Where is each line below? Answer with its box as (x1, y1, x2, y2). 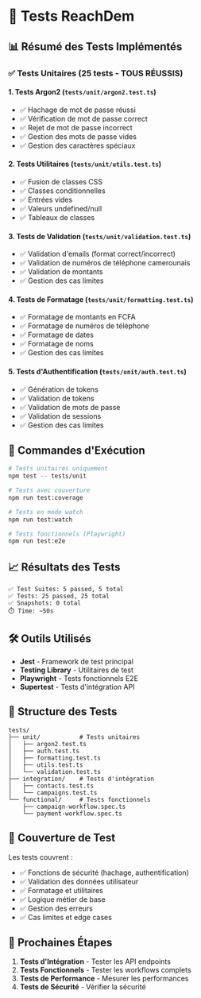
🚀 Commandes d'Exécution (8, 443, 145, 457)
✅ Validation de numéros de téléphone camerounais (19, 258, 191, 268)
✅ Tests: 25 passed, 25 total (8, 592, 110, 601)
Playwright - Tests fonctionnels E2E (19, 673, 139, 683)
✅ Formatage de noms (19, 339, 94, 349)
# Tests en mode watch (8, 508, 83, 516)
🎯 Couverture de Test (8, 831, 116, 845)
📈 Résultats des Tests (8, 560, 121, 574)
